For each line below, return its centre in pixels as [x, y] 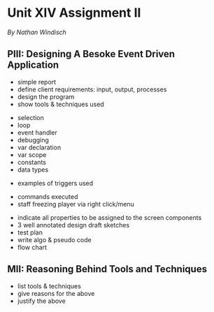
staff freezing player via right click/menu [76, 204]
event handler [37, 132]
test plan [30, 232]
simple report [37, 82]
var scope [32, 154]
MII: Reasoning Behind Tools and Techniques [107, 269]
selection [30, 117]
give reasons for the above [56, 293]
